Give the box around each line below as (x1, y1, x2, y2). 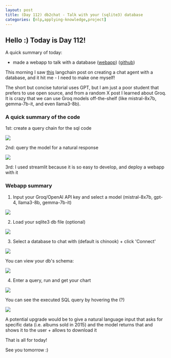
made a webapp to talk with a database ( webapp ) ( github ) (12, 59, 135, 65)
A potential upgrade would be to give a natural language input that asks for (5, 316, 163, 322)
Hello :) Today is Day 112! (5, 36, 86, 44)
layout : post (5, 7, 33, 13)
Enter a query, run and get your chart (12, 277, 91, 283)
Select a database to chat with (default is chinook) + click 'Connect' (12, 238, 156, 244)
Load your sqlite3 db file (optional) (12, 219, 86, 225)
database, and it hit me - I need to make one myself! (5, 75, 115, 81)
